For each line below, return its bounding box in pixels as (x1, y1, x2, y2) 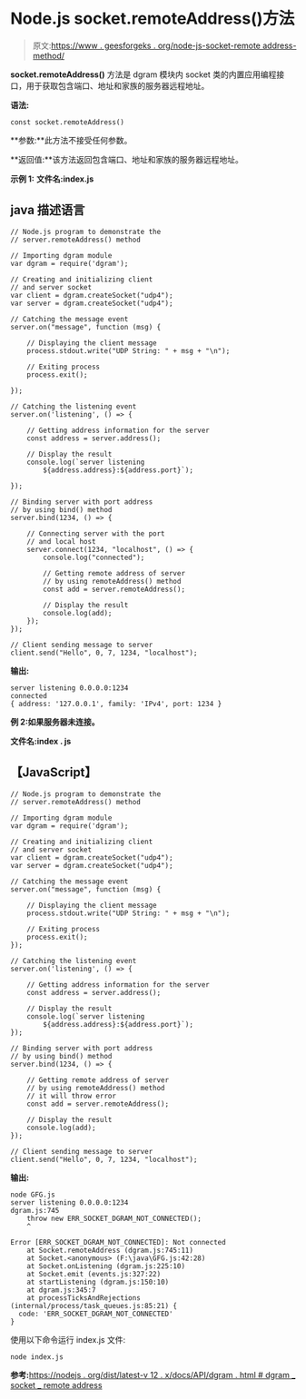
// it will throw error (26, 1091, 117, 1100)
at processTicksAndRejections (26, 1293, 142, 1303)
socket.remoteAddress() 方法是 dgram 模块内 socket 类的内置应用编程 (10, 69, 277, 80)
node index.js (10, 1352, 64, 1362)
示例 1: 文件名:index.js (10, 173, 94, 184)
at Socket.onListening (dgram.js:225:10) (26, 1261, 185, 1271)
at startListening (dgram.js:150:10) (26, 1277, 170, 1286)
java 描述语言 (10, 202, 85, 218)
